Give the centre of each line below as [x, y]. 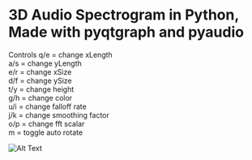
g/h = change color [41, 97]
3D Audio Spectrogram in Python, [124, 15]
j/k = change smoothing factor [59, 115]
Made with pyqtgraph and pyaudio [126, 32]
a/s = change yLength [45, 63]
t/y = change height [41, 89]
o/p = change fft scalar [47, 123]
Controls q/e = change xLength [61, 54]
